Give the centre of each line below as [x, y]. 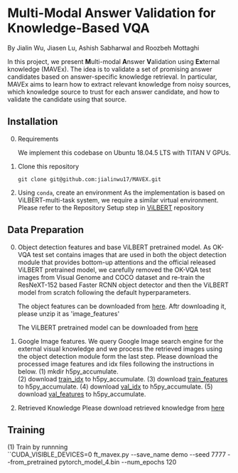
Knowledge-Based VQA [79, 28]
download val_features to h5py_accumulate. [82, 394]
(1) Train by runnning [38, 447]
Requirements [38, 138]
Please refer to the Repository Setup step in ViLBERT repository [111, 207]
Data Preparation [45, 230]
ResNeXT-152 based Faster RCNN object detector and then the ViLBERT [123, 285]
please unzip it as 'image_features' [69, 313]
